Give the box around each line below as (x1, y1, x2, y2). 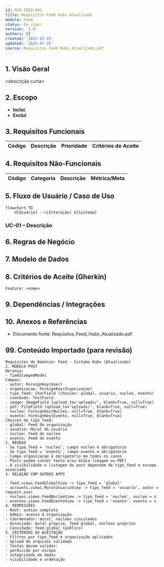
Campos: (5, 378, 22, 383)
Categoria (31, 174, 56, 182)
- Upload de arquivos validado (5, 539, 72, 544)
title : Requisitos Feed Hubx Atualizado (5, 12, 93, 17)
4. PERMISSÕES (5, 503, 36, 509)
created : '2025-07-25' (5, 36, 54, 42)
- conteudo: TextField (5, 396, 54, 401)
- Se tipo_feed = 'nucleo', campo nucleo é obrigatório (5, 445, 127, 450)
